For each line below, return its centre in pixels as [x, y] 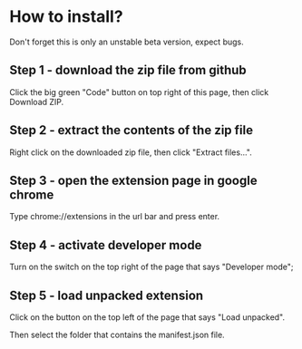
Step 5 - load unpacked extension [107, 295]
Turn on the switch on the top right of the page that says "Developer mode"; [151, 267]
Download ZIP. [37, 102]
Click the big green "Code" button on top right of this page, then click [139, 92]
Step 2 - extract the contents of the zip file [132, 130]
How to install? [67, 17]
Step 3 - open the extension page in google [133, 180]
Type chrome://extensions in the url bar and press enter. [115, 217]
